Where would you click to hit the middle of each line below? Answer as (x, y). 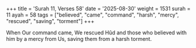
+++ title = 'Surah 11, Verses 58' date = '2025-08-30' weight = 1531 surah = (98, 9)
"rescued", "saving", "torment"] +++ (50, 21)
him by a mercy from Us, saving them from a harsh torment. (79, 39)
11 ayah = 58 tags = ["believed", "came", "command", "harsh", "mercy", (93, 15)
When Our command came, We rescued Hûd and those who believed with (97, 33)
